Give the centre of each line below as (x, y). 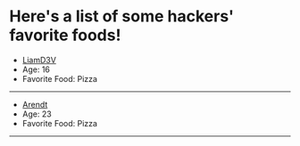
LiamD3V (39, 60)
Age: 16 (36, 69)
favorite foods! (65, 35)
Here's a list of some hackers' (122, 16)
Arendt (35, 104)
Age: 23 (37, 114)
